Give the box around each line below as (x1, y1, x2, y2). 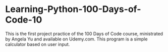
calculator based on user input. (5, 41, 70, 47)
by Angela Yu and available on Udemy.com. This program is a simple (5, 36, 148, 42)
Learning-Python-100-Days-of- (5, 3, 141, 15)
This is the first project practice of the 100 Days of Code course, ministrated (5, 30, 163, 36)
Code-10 (5, 14, 42, 25)
